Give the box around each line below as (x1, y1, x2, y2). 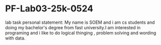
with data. (5, 35, 26, 41)
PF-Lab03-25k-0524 (5, 3, 94, 14)
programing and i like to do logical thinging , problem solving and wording (5, 30, 157, 36)
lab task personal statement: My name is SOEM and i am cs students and (5, 19, 155, 25)
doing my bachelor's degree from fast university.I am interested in (5, 24, 141, 30)
